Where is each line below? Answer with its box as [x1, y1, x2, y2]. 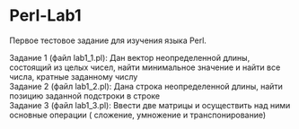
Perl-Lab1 [9, 5, 82, 26]
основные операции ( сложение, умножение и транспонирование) [9, 109, 267, 120]
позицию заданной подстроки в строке [9, 90, 161, 101]
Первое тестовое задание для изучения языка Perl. [9, 35, 207, 46]
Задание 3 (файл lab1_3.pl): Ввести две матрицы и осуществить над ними [9, 99, 291, 110]
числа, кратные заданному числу [9, 71, 138, 82]
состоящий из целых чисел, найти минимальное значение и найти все [9, 62, 281, 73]
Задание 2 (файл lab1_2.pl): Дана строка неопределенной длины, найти [9, 81, 283, 91]
